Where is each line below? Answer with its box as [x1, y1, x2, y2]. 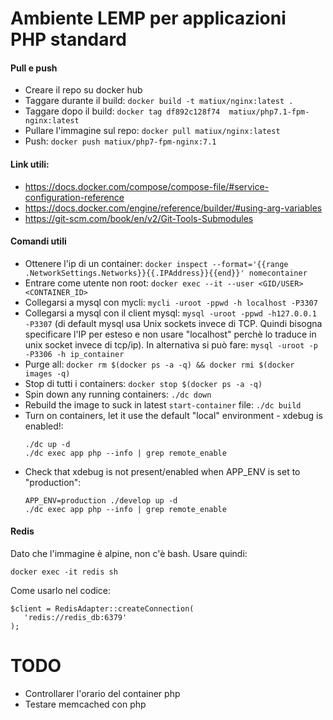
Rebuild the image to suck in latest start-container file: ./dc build [24, 398, 302, 411]
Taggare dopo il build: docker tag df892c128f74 [24, 105, 221, 117]
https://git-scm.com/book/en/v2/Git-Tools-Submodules [24, 212, 254, 224]
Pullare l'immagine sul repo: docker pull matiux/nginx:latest [24, 125, 281, 137]
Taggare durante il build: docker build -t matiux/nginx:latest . [24, 95, 294, 107]
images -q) [24, 368, 71, 379]
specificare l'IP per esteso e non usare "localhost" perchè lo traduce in [24, 328, 317, 340]
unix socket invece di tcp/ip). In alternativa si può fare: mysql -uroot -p [24, 338, 318, 351]
